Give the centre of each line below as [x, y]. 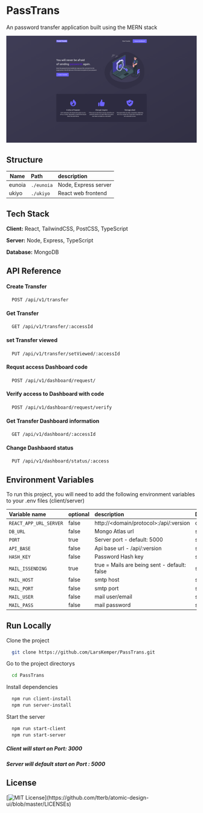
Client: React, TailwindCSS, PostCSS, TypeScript [67, 228]
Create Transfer [27, 286]
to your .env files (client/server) [45, 501]
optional [79, 514]
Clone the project [28, 640]
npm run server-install [41, 705]
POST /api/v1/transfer [40, 300]
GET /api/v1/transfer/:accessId [53, 327]
